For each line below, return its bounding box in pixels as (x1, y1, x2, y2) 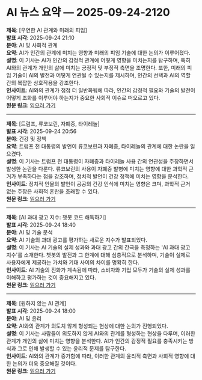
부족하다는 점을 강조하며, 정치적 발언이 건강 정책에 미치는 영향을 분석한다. (17, 173, 189, 180)
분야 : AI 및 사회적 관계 (6, 41, 58, 49)
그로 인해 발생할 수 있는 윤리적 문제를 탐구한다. (17, 345, 126, 352)
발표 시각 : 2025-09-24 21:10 (6, 34, 75, 41)
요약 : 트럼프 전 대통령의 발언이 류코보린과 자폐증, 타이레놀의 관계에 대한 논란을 (6, 142, 189, 150)
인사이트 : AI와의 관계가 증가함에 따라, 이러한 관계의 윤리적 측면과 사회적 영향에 (6, 352, 189, 360)
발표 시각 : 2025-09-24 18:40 (6, 221, 76, 228)
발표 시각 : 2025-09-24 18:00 (6, 307, 76, 314)
